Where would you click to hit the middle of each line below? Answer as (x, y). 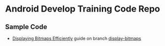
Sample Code (26, 27)
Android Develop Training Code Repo (83, 9)
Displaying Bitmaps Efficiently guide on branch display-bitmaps (77, 38)
